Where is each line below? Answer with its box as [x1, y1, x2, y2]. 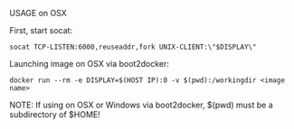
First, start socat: [9, 25, 73, 35]
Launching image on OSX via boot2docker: [9, 59, 169, 69]
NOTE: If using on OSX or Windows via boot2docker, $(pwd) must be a [9, 99, 273, 110]
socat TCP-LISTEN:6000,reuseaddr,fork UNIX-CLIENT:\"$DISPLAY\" [9, 42, 257, 51]
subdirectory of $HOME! [9, 109, 101, 120]
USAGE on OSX [9, 8, 68, 18]
